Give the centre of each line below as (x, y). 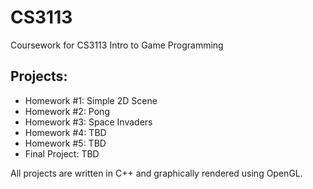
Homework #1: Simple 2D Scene (91, 100)
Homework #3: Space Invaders (88, 122)
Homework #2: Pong (67, 111)
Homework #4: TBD (65, 132)
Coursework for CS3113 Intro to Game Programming (117, 45)
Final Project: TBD (62, 153)
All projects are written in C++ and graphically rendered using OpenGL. (156, 173)
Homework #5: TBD (65, 143)
